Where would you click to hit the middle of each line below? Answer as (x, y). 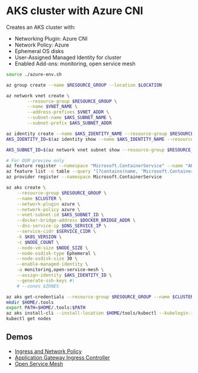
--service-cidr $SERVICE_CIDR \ (56, 232)
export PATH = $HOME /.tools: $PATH (46, 308)
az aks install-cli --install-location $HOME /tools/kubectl (82, 313)
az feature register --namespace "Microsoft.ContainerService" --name (95, 166)
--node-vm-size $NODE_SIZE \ (52, 248)
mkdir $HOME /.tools (30, 302)
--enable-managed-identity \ (52, 264)
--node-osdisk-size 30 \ (47, 259)
